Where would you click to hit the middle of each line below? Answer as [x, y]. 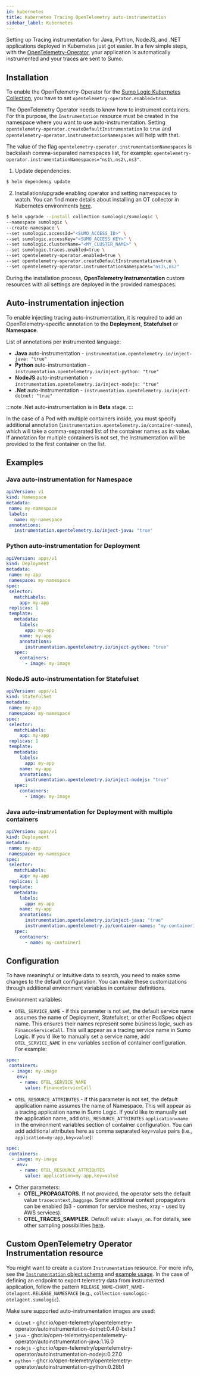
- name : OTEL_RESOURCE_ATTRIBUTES [62, 1170]
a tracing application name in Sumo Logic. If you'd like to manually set [101, 1112]
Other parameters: [37, 1187]
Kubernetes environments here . [53, 206]
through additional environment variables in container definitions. [86, 988]
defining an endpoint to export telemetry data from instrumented [85, 1280]
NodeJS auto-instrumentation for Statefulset [73, 679]
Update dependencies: [43, 171]
